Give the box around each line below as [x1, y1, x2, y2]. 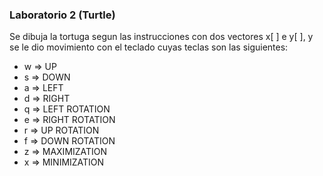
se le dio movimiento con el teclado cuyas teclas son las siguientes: [9, 41, 289, 53]
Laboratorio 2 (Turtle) [9, 8, 116, 22]
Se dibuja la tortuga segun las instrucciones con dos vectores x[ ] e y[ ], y [9, 31, 314, 43]
